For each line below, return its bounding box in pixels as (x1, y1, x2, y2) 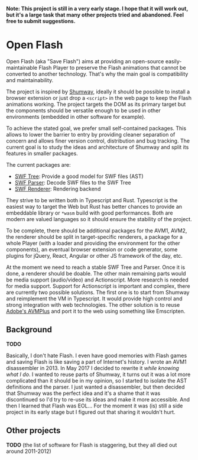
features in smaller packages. (6, 150, 78, 157)
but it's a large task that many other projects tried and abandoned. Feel (6, 11, 184, 18)
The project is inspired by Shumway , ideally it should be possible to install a (6, 88, 190, 95)
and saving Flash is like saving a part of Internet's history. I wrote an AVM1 (6, 358, 187, 365)
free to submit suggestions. (6, 18, 76, 24)
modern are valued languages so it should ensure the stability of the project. (6, 215, 192, 222)
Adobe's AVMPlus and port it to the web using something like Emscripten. (6, 307, 186, 315)
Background (6, 325, 52, 335)
